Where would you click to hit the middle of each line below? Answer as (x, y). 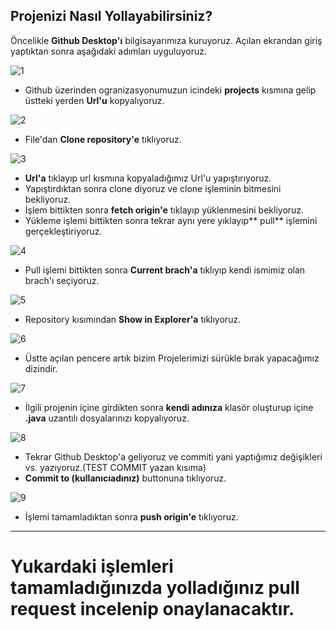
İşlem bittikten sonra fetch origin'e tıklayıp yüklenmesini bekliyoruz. (164, 210)
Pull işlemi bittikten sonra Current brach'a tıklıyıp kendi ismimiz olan (165, 270)
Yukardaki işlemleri (92, 566)
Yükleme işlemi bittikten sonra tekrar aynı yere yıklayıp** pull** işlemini (171, 220)
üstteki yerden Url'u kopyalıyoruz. (94, 100)
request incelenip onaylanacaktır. (152, 609)
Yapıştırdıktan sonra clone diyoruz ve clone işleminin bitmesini (153, 188)
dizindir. (41, 368)
